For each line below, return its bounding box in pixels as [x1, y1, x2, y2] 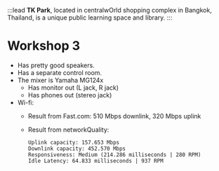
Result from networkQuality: [27, 125, 109, 134]
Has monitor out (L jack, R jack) [27, 83, 119, 92]
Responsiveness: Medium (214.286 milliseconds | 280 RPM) [27, 151, 201, 158]
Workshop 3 [7, 38, 81, 54]
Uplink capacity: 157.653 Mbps [27, 139, 120, 146]
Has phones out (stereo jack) [27, 90, 112, 99]
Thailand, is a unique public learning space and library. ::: [7, 13, 173, 22]
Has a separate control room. [17, 68, 102, 76]
